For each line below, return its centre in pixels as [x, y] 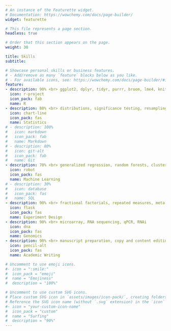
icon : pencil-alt [28, 246]
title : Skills [20, 57]
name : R [18, 103]
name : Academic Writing [35, 255]
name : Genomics [26, 236]
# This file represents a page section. [49, 29]
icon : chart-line [28, 113]
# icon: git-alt [25, 151]
